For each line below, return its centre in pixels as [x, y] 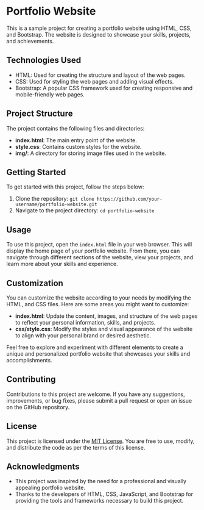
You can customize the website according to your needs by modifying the [99, 298]
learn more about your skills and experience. [62, 264]
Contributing [31, 379]
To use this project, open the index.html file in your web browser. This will [99, 245]
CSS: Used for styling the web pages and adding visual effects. [94, 81]
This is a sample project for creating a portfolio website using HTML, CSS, [99, 28]
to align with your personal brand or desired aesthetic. [83, 336]
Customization [35, 283]
